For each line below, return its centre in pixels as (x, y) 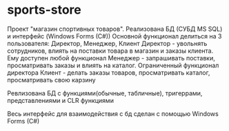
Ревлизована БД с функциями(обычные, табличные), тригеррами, (105, 93)
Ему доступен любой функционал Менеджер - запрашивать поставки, (111, 58)
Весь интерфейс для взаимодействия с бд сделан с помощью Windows (113, 114)
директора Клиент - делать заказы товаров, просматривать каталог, (109, 72)
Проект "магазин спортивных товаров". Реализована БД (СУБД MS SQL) (115, 29)
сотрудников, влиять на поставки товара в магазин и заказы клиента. (110, 51)
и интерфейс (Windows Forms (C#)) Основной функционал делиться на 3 (114, 36)
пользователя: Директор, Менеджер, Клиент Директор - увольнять (107, 43)
